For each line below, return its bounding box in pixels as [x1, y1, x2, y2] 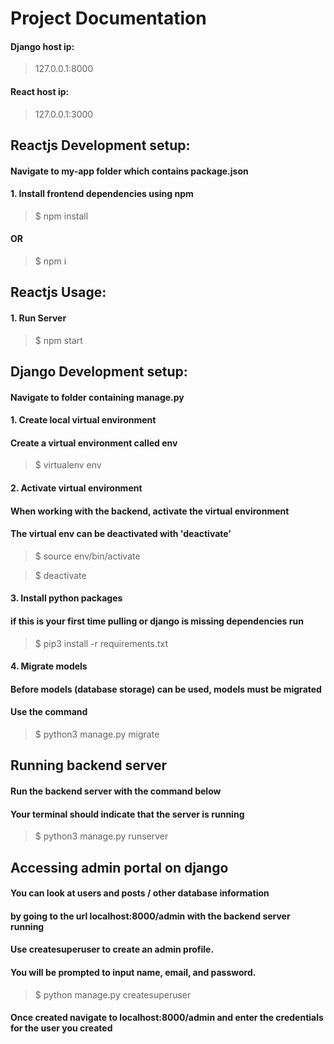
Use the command [10, 706, 88, 718]
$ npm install [34, 210, 89, 222]
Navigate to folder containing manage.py [10, 391, 185, 403]
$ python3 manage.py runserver [34, 830, 169, 842]
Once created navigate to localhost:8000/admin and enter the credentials [10, 1012, 324, 1024]
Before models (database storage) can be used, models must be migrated [10, 683, 322, 695]
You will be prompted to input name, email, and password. [10, 966, 257, 978]
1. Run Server [10, 312, 67, 324]
